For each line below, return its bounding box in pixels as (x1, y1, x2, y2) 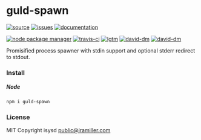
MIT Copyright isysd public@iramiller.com (6, 127, 111, 133)
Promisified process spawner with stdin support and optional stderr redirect (6, 46, 196, 54)
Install (6, 68, 25, 77)
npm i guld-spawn (6, 98, 50, 104)
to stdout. (6, 53, 30, 60)
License (6, 113, 30, 121)
